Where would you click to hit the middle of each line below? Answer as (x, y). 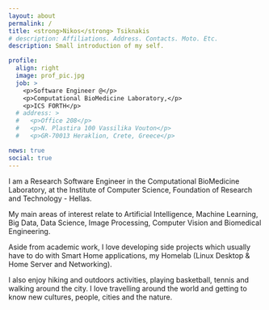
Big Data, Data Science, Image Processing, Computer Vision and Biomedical (135, 223)
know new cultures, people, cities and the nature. (90, 297)
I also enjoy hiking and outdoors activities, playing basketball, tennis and (128, 279)
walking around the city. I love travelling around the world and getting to (128, 288)
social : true (30, 158)
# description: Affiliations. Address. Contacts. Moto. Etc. (113, 38)
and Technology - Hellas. (50, 198)
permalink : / (30, 23)
